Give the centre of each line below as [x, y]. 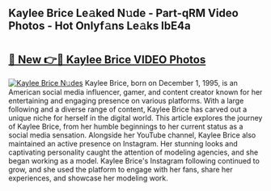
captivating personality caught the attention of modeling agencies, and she [133, 152]
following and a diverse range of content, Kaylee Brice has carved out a [128, 109]
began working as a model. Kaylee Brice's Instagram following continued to [134, 161]
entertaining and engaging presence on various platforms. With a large [126, 101]
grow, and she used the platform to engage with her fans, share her [121, 170]
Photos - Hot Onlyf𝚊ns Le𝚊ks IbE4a [100, 26]
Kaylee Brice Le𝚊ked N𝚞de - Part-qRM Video [123, 13]
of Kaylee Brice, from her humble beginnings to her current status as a [126, 126]
